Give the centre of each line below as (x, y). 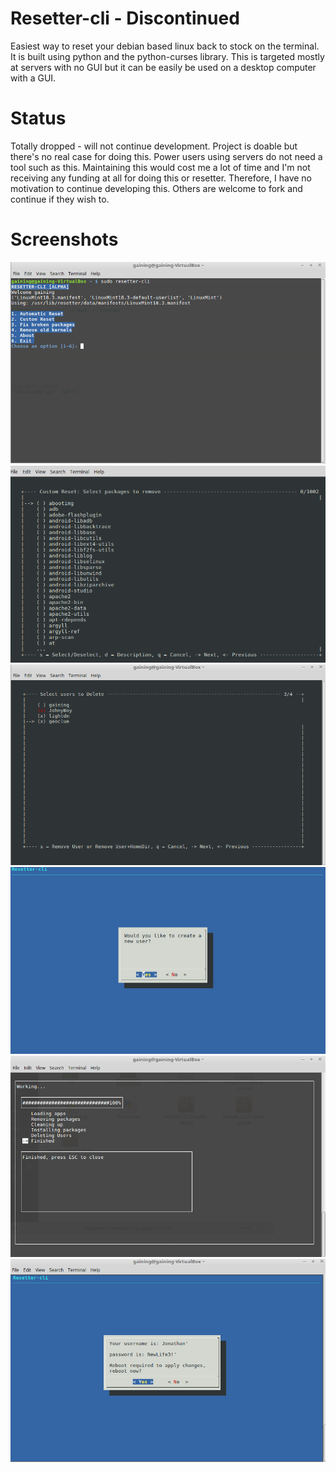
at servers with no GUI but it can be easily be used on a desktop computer (163, 67)
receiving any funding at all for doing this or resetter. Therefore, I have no (161, 178)
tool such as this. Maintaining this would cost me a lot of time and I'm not (160, 167)
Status (38, 118)
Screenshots (64, 239)
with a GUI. (33, 78)
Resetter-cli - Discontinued (125, 18)
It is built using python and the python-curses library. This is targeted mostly (167, 56)
